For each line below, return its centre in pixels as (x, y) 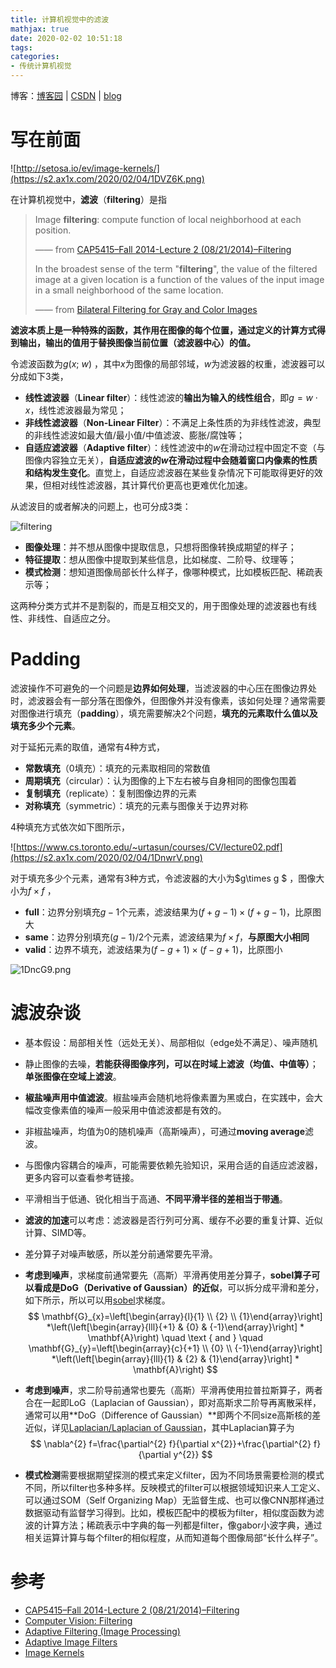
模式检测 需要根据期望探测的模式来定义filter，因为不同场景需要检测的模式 (174, 1475)
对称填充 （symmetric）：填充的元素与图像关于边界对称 (136, 805)
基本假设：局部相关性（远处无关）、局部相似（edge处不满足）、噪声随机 (171, 1042)
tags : (21, 47)
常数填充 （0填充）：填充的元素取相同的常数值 (117, 768)
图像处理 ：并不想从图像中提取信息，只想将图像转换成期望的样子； (160, 547)
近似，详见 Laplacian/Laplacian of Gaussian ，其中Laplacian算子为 (159, 1427)
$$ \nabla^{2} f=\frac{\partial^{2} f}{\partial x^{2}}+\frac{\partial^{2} (170, 1443)
